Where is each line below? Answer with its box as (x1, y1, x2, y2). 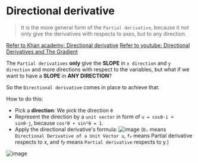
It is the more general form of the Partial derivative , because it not (20, 24, 189, 31)
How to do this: (6, 95, 43, 102)
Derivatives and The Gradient (6, 48, 78, 55)
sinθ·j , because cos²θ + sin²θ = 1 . (14, 119, 103, 126)
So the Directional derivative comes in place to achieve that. (6, 83, 160, 90)
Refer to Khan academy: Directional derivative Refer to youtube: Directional (6, 42, 190, 49)
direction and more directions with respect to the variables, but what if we (6, 65, 190, 73)
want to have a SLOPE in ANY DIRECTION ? (6, 72, 112, 79)
